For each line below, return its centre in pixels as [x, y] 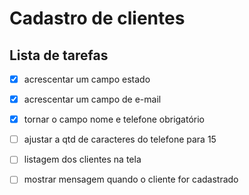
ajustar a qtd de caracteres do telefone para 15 [120, 139]
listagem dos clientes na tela [82, 159]
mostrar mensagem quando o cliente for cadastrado [131, 179]
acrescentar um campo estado [87, 79]
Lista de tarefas [59, 55]
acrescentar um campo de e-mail [92, 99]
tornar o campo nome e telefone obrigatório [114, 119]
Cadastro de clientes [97, 18]
